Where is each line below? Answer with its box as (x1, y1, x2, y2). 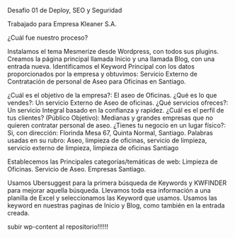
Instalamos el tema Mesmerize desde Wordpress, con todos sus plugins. (7, 47, 219, 55)
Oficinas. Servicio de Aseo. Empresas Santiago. (7, 165, 147, 173)
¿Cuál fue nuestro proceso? (7, 33, 88, 42)
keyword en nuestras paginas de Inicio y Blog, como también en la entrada (7, 201, 225, 210)
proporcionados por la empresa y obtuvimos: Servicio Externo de (7, 70, 198, 78)
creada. (7, 209, 30, 217)
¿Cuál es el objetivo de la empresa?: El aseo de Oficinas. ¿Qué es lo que (7, 91, 217, 99)
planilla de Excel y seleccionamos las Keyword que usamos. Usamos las (7, 194, 217, 202)
